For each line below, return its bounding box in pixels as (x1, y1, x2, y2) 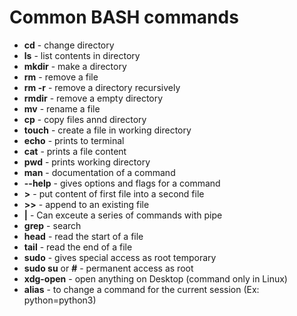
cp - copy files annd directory (23, 113, 147, 125)
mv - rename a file (23, 102, 101, 115)
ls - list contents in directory (23, 49, 141, 61)
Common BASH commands (9, 6, 239, 29)
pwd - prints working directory (23, 156, 151, 168)
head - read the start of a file (23, 230, 144, 242)
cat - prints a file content (23, 145, 127, 157)
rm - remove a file (23, 71, 99, 83)
